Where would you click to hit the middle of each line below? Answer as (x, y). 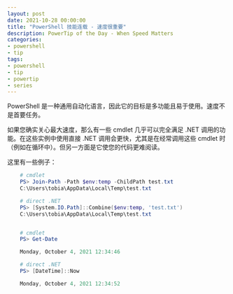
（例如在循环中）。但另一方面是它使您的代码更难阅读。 (85, 147)
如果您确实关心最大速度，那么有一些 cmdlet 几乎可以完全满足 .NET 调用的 (113, 129)
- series (20, 85)
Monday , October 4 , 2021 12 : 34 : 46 (70, 252)
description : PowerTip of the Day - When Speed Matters (90, 33)
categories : (24, 40)
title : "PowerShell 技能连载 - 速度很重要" (67, 27)
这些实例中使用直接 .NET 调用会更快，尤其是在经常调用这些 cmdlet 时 (126, 139)
